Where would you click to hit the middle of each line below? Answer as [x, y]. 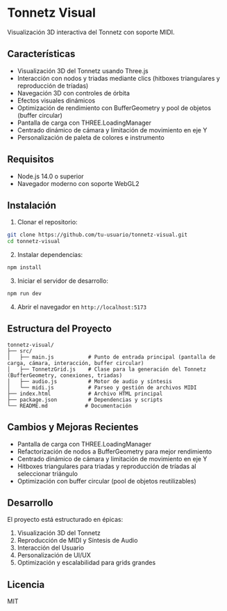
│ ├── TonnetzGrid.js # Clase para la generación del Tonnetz [107, 369]
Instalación [32, 205]
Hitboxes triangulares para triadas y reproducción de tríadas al [107, 466]
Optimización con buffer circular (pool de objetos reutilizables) [107, 481]
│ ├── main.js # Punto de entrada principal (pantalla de [111, 357]
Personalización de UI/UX [54, 555]
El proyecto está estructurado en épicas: [65, 520]
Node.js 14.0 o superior [51, 176]
